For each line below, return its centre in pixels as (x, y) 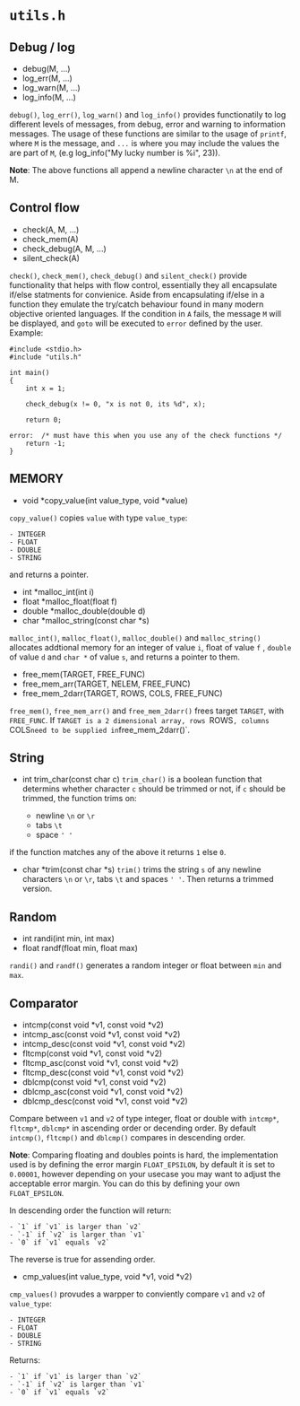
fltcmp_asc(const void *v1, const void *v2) (100, 1063)
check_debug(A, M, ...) (64, 249)
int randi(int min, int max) (68, 939)
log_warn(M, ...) (51, 87)
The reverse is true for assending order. (82, 1260)
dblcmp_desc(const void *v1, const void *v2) (105, 1101)
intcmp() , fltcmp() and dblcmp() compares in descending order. (128, 1138)
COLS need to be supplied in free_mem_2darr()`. (100, 729)
